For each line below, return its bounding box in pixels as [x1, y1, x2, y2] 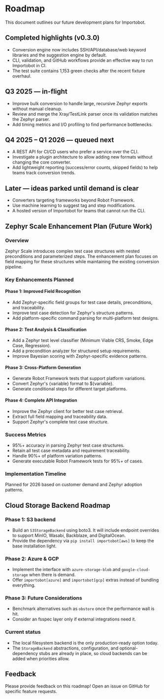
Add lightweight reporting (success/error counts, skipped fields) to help [12, 164, 158, 170]
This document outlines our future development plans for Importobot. [5, 19, 146, 25]
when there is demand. [29, 572, 76, 578]
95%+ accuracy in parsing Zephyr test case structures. [12, 442, 125, 448]
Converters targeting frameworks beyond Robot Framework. [12, 197, 135, 203]
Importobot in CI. [12, 62, 47, 68]
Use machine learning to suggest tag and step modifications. [12, 203, 136, 208]
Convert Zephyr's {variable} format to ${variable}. [12, 381, 114, 387]
